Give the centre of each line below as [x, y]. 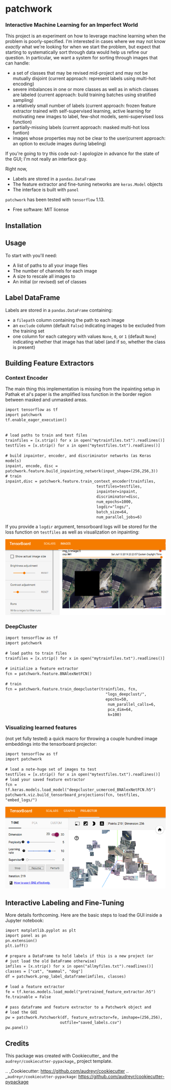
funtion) [21, 133]
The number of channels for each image [55, 271]
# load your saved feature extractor [45, 780]
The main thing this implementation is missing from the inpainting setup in [83, 389]
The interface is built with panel [46, 190]
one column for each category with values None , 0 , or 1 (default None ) [84, 336]
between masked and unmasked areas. [47, 400]
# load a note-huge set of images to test [51, 769]
